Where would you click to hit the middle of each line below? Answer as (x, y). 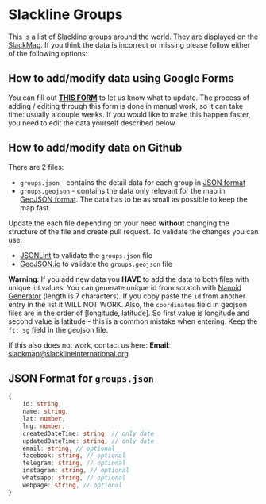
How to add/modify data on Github (95, 148)
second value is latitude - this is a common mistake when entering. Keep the (133, 321)
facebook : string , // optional (74, 456)
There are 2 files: (36, 167)
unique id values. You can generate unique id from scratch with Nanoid (125, 287)
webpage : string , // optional (73, 485)
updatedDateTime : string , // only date (89, 441)
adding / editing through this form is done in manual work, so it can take (126, 106)
